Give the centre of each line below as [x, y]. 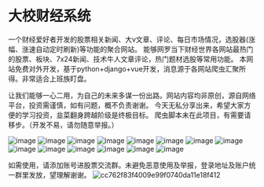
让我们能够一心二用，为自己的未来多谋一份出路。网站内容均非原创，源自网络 [132, 95]
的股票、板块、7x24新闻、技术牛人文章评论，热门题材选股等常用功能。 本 [127, 59]
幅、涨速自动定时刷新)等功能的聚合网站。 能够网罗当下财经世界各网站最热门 [131, 49]
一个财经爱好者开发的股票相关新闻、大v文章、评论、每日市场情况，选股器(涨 [132, 39]
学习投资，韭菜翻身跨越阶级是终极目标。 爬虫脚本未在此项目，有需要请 [136, 115]
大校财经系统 [50, 16]
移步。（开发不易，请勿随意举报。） [63, 125]
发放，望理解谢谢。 [60, 174]
